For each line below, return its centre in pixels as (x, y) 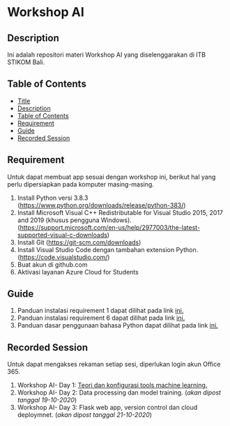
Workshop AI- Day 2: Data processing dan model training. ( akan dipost (119, 392)
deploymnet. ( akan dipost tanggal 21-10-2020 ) (84, 415)
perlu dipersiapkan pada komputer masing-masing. (81, 184)
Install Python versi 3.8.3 (53, 198)
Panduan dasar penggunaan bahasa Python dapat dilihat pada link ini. (117, 325)
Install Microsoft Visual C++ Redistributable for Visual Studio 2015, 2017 (120, 212)
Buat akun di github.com (52, 264)
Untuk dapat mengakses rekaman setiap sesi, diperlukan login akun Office (114, 365)
